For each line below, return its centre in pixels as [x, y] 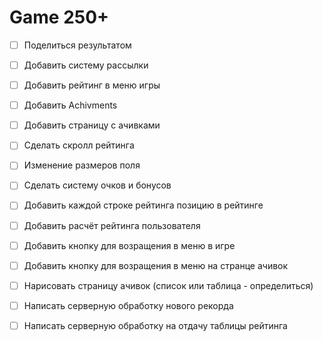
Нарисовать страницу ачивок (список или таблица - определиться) [168, 285]
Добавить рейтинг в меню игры [92, 85]
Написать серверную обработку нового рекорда [128, 305]
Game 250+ [59, 17]
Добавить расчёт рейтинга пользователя [112, 225]
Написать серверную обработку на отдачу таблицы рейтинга [155, 325]
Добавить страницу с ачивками [92, 125]
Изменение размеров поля [82, 165]
